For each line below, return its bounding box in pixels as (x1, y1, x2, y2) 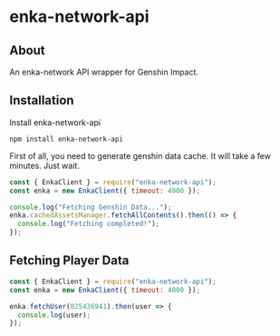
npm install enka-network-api (9, 134, 124, 143)
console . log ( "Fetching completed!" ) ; (17, 220, 160, 229)
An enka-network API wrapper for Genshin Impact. (9, 66, 199, 77)
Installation (9, 93, 74, 108)
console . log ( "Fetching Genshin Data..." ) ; (9, 203, 172, 212)
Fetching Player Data (9, 252, 130, 269)
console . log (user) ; (17, 311, 92, 320)
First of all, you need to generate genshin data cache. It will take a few (9, 150, 272, 161)
